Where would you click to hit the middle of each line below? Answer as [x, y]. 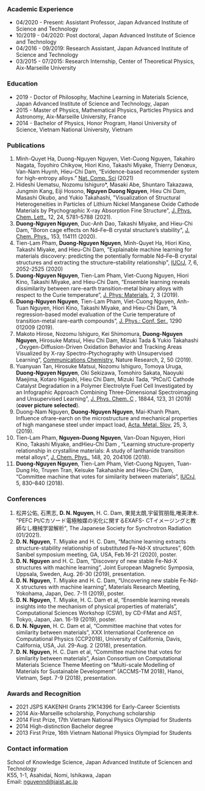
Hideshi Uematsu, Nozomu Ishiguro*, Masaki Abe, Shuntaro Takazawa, [105, 184]
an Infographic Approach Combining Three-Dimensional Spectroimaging [107, 392]
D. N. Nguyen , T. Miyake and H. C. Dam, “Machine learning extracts [101, 542]
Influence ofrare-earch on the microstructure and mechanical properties [106, 418]
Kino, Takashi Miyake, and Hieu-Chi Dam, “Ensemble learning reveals [103, 282]
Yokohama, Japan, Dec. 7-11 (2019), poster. [70, 594]
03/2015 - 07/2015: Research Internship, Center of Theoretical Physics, [105, 61]
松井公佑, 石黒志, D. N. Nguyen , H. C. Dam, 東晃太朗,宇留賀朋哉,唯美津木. [107, 513]
